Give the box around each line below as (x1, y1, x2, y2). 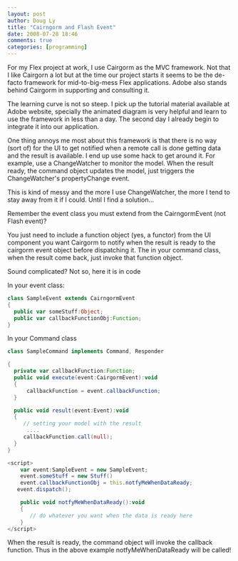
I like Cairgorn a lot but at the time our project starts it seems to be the (7, 71, 214, 79)
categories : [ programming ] (7, 43, 88, 51)
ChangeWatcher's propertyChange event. (7, 174, 130, 182)
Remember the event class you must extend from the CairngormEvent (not (7, 210, 226, 217)
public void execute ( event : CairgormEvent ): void (14, 374, 158, 381)
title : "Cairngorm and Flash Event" (7, 24, 116, 31)
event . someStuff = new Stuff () (20, 473, 113, 480)
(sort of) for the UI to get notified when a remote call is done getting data (7, 144, 222, 152)
